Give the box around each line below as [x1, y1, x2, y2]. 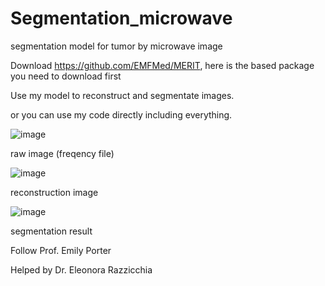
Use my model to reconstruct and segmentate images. [10, 89, 235, 101]
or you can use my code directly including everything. [10, 108, 233, 121]
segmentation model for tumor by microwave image [10, 40, 223, 52]
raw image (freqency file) [10, 147, 115, 159]
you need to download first [10, 70, 122, 82]
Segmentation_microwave [10, 7, 233, 30]
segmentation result [10, 225, 93, 237]
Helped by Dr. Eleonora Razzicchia [10, 263, 153, 276]
